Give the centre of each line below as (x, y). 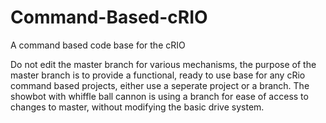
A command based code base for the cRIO (98, 45)
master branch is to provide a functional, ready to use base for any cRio (158, 75)
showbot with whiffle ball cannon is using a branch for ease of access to (159, 96)
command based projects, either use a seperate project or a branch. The (160, 85)
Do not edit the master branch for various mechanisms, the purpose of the (163, 64)
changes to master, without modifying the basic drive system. (137, 107)
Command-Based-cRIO (109, 17)
